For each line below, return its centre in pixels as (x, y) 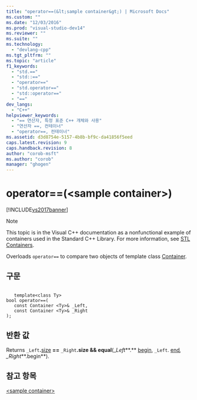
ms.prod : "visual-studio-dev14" (46, 28)
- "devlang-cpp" (31, 50)
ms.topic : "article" (31, 60)
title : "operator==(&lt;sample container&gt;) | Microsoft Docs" (88, 11)
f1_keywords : (22, 66)
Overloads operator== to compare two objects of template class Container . (96, 257)
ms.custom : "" (24, 17)
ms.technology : (25, 45)
